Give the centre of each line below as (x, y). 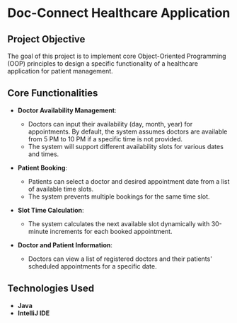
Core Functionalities (53, 93)
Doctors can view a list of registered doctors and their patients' (120, 259)
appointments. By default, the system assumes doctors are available (128, 131)
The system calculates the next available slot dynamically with (119, 223)
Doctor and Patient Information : (65, 245)
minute (38, 231)
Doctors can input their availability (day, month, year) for (110, 124)
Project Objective (46, 39)
